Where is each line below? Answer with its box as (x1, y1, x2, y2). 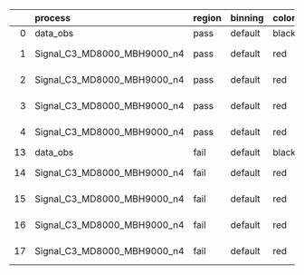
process (34, 12, 71, 24)
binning (230, 12, 264, 24)
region (193, 12, 222, 24)
